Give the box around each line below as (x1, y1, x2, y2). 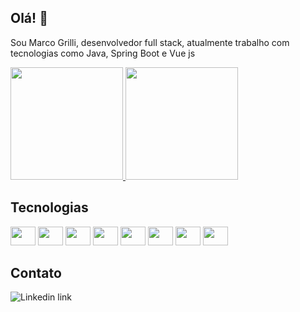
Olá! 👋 (10, 10, 48, 27)
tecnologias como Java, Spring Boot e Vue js (10, 47, 196, 59)
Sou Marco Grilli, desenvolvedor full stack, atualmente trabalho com (10, 36, 290, 48)
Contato (10, 265, 62, 282)
